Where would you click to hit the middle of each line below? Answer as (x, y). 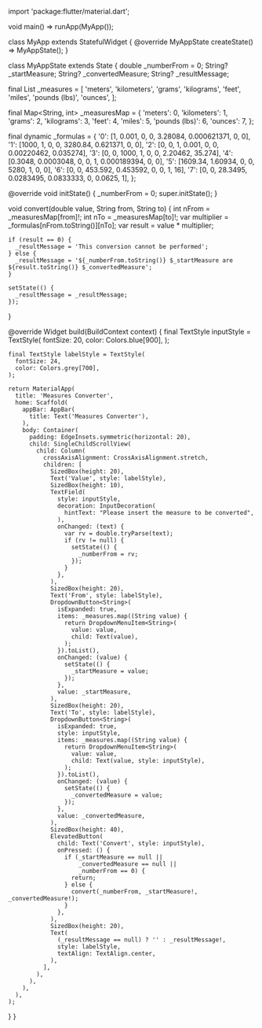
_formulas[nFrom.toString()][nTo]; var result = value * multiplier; (111, 225)
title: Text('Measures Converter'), (89, 416)
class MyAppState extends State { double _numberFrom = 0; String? (118, 65)
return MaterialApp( (42, 389)
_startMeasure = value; (110, 671)
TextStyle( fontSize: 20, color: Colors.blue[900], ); (89, 340)
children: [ (62, 464)
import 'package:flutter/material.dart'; (69, 11)
